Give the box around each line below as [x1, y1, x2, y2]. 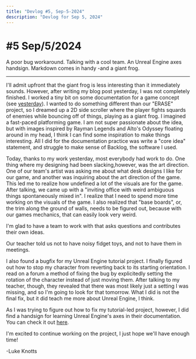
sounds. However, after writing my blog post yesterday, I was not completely [6, 88, 190, 95]
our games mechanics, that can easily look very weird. [6, 211, 137, 218]
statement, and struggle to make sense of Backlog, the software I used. [6, 144, 178, 151]
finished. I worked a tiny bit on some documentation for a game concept [6, 94, 180, 101]
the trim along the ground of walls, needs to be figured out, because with [6, 205, 182, 212]
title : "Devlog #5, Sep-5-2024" [6, 8, 85, 15]
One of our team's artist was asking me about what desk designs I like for [6, 167, 183, 175]
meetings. [6, 247, 30, 254]
